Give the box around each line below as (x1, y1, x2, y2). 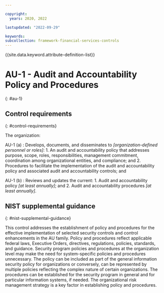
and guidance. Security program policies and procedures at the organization (5, 245, 159, 251)
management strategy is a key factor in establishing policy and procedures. (5, 282, 157, 288)
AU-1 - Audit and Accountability (5, 69, 137, 80)
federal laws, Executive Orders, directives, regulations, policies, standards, (5, 240, 156, 246)
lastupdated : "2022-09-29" (5, 25, 60, 30)
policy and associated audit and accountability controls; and (5, 168, 126, 174)
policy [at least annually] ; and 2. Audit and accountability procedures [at (5, 183, 152, 188)
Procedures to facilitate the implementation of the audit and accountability (5, 162, 155, 168)
